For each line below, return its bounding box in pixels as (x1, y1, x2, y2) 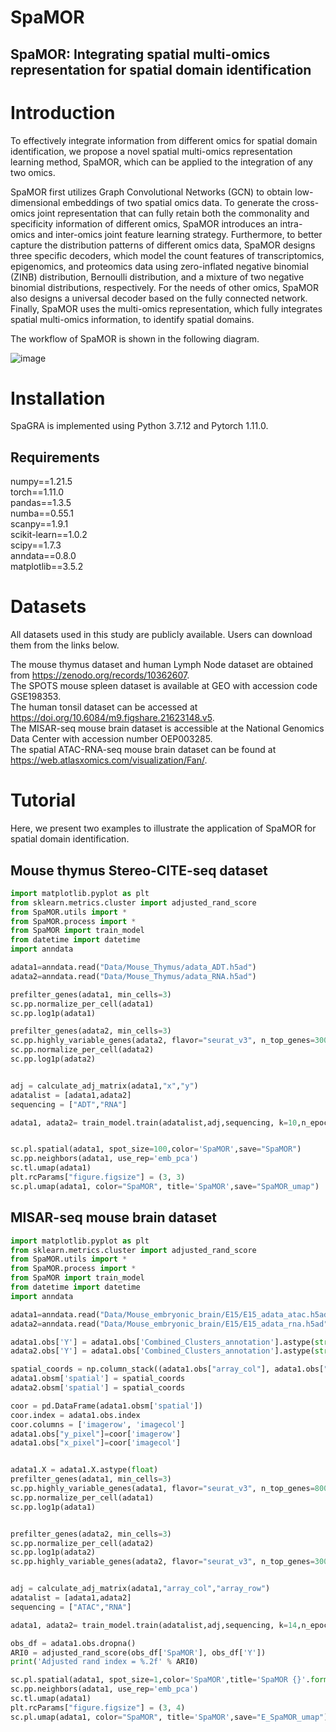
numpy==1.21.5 (10, 476, 73, 488)
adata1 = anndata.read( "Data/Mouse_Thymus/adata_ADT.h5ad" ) (10, 962, 257, 973)
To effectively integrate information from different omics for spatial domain (10, 134, 318, 146)
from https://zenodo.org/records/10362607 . (10, 669, 190, 681)
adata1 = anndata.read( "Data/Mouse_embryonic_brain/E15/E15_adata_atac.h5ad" (10, 1309, 333, 1320)
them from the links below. (10, 639, 120, 651)
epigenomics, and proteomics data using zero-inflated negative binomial (10, 260, 309, 272)
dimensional (10, 196, 61, 208)
